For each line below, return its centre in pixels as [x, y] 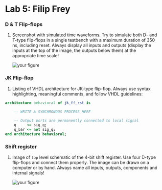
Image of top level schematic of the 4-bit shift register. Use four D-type [84, 157]
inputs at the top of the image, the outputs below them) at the [74, 50]
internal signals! [28, 173]
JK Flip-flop [19, 78]
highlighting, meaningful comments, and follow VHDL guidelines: [77, 94]
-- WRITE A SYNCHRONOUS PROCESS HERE [52, 112]
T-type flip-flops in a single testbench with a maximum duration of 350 [83, 40]
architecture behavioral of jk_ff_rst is [48, 103]
